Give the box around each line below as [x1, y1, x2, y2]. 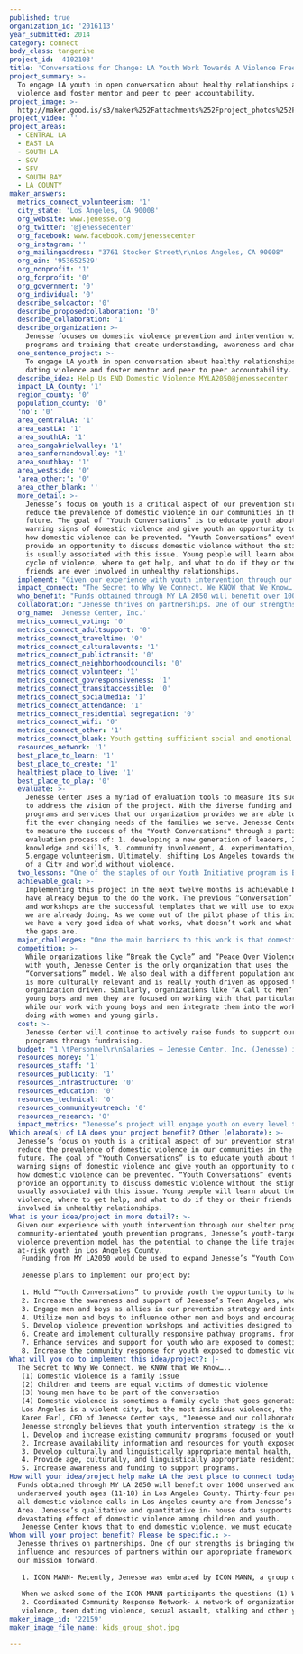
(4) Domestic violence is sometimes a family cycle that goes [21, 1397, 260, 1406]
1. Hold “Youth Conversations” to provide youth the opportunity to [21, 1287, 284, 1297]
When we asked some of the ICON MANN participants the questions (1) [21, 1589, 289, 1599]
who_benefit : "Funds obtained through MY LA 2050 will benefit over [17, 592, 280, 601]
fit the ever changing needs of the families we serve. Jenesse [25, 818, 272, 827]
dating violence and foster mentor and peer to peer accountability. [25, 365, 293, 374]
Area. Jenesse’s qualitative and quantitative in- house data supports [17, 1505, 293, 1515]
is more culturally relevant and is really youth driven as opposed [25, 978, 289, 987]
